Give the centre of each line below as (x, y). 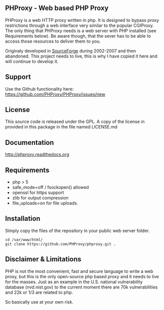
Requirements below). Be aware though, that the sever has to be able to (78, 36)
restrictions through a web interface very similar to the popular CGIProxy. (80, 25)
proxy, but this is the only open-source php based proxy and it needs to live (82, 276)
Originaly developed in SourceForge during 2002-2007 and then (71, 51)
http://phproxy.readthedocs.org (37, 155)
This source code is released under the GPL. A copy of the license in (75, 122)
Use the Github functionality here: (40, 89)
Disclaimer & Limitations (43, 259)
